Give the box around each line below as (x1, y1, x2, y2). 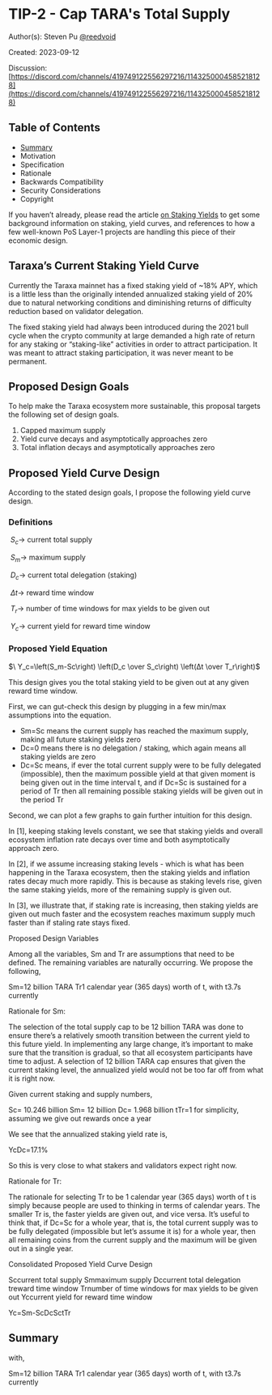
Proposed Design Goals (8, 380, 130, 393)
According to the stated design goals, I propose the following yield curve (8, 487, 251, 498)
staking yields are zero (19, 751, 96, 761)
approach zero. (8, 843, 59, 853)
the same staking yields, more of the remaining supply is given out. (8, 884, 232, 895)
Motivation (19, 151, 57, 160)
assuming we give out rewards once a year (8, 1113, 152, 1123)
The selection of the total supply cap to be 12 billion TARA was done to (8, 1022, 244, 1031)
